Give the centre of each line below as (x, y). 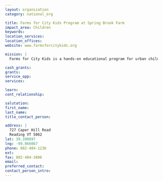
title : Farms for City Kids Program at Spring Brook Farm (65, 23)
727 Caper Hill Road (30, 130)
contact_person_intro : (28, 171)
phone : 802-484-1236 (26, 148)
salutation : (17, 103)
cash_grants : (18, 68)
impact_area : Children (28, 27)
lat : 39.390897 (20, 139)
